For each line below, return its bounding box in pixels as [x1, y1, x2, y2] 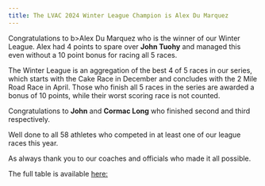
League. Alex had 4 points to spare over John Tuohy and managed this [8, 41, 241, 51]
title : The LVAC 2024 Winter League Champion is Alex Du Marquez [8, 11, 229, 20]
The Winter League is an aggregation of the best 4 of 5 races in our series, [8, 65, 252, 75]
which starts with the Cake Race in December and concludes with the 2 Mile [8, 74, 258, 83]
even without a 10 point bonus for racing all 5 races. [8, 50, 178, 59]
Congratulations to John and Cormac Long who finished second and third [8, 106, 251, 116]
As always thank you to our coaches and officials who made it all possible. [8, 154, 252, 163]
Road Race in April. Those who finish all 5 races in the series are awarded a [8, 82, 255, 92]
